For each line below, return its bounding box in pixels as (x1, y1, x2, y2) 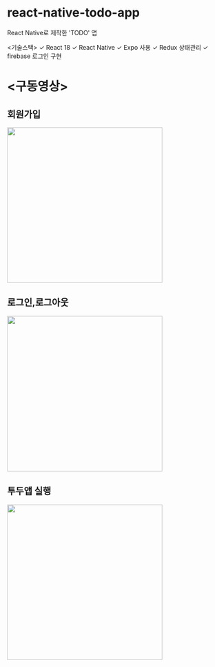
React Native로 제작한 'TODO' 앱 (7, 28, 98, 37)
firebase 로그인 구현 (7, 52, 62, 60)
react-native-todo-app (7, 5, 140, 21)
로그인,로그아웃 (7, 297, 69, 309)
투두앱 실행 (7, 485, 52, 497)
